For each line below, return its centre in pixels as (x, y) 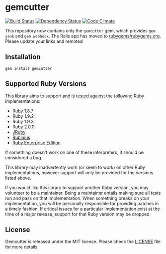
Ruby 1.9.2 (23, 116)
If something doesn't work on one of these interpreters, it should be (75, 152)
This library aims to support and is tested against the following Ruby (75, 96)
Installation (23, 57)
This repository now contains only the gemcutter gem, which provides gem (80, 30)
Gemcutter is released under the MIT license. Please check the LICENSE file (83, 242)
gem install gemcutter (29, 68)
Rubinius (21, 137)
